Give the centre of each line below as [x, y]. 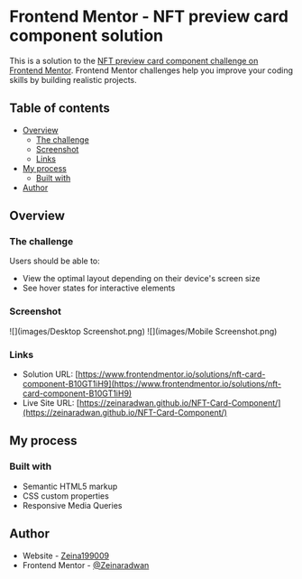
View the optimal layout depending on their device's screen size [141, 279]
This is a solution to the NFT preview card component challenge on [134, 60]
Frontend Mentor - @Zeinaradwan [86, 565]
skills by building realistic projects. [73, 79]
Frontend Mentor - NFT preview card [149, 17]
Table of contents [59, 109]
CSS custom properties [66, 496]
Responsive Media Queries [72, 505]
